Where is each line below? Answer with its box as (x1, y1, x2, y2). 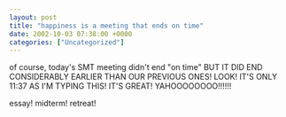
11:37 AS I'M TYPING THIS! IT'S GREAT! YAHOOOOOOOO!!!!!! (9, 81, 232, 91)
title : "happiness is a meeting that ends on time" (9, 21, 204, 30)
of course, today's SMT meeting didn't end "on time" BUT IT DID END (9, 62, 263, 73)
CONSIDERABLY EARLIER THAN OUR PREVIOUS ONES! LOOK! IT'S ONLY (9, 72, 278, 82)
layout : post (9, 12, 58, 22)
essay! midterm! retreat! (9, 98, 97, 109)
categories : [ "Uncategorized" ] (9, 37, 125, 47)
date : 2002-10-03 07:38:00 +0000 (9, 29, 133, 38)
